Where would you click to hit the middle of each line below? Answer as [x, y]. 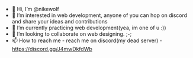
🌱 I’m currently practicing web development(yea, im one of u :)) [89, 28]
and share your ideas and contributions [59, 21]
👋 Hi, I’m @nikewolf [35, 9]
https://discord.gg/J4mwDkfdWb [52, 49]
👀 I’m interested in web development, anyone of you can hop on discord [99, 15]
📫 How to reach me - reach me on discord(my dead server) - [87, 40]
